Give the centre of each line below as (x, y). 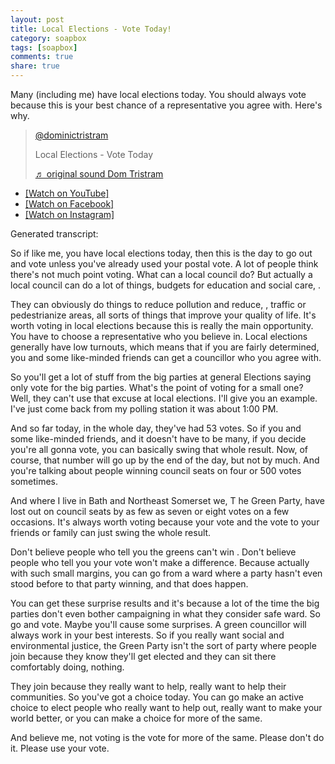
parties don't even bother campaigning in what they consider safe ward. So (165, 614)
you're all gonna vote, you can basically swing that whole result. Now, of (159, 449)
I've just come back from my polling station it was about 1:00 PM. (144, 409)
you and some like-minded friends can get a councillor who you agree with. (166, 357)
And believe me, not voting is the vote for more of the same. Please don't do (167, 737)
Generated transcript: (54, 234)
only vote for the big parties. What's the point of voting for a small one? (157, 387)
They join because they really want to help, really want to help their (148, 686)
